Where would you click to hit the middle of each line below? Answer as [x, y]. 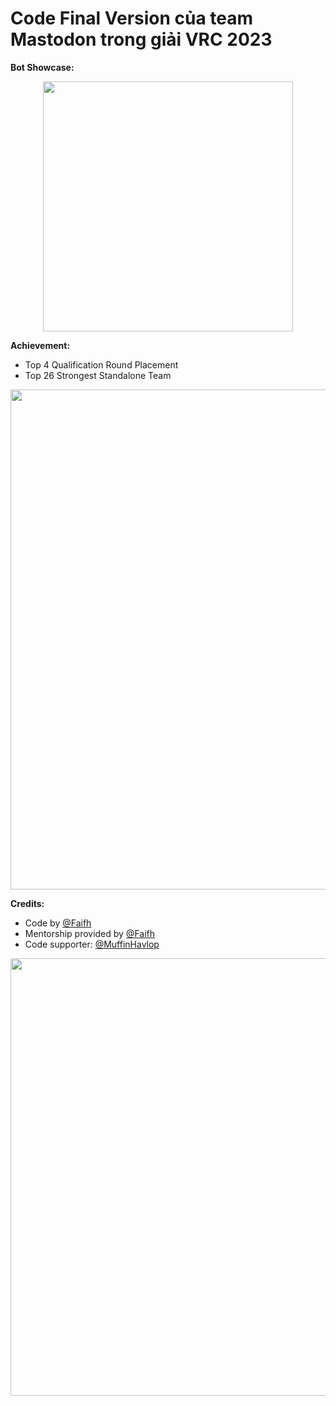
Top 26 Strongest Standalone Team [98, 375]
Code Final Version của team [132, 18]
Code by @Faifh [58, 923]
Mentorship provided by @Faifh [90, 933]
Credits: [27, 903]
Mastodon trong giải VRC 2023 [141, 39]
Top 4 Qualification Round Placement [101, 364]
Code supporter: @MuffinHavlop [92, 944]
